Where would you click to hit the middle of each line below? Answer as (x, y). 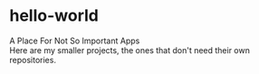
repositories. (33, 60)
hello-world (54, 16)
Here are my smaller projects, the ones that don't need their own (130, 50)
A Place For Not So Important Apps (75, 41)
